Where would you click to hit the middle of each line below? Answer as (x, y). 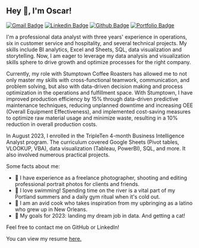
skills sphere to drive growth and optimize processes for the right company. (99, 62)
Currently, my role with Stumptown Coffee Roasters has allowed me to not (97, 73)
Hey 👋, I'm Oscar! (39, 11)
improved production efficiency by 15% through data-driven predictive (92, 99)
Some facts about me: (33, 166)
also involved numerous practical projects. (58, 155)
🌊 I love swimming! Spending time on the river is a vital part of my (95, 190)
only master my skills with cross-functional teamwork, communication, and (98, 80)
